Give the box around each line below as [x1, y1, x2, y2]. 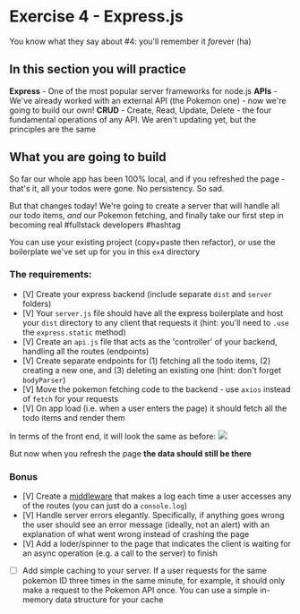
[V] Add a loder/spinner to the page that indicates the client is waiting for [21, 539, 291, 550]
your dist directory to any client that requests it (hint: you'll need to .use [21, 317, 289, 328]
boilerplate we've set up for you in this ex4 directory [9, 246, 201, 257]
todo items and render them [21, 412, 125, 422]
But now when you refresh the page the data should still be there [9, 448, 253, 458]
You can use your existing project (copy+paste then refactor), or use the [9, 236, 276, 247]
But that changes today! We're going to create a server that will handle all [9, 200, 280, 211]
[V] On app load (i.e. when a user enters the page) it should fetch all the [21, 403, 287, 414]
